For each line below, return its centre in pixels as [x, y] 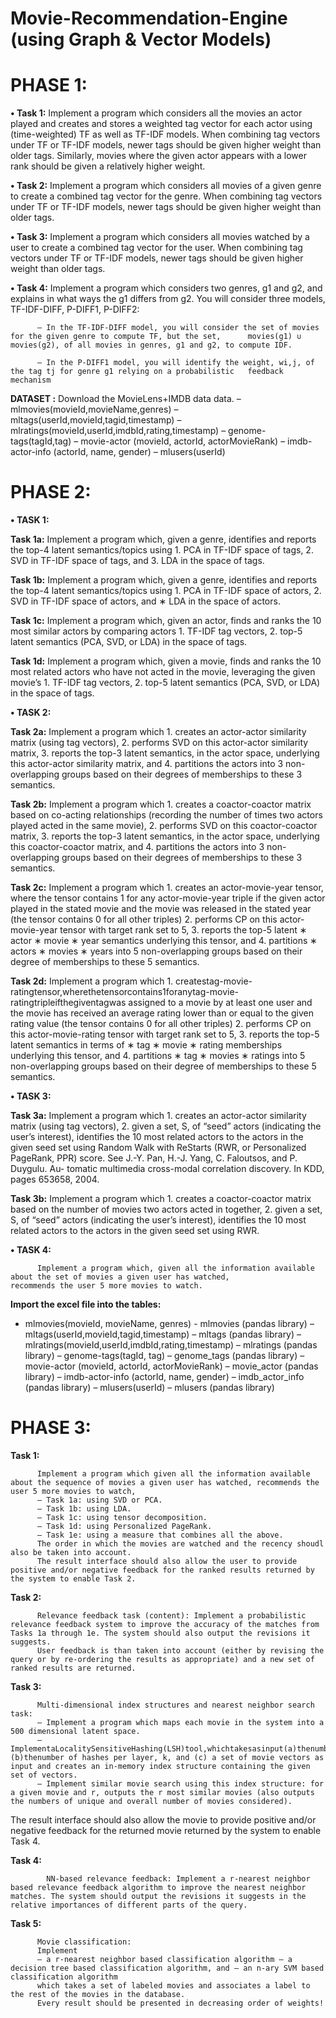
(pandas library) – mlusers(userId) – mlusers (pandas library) [149, 1388]
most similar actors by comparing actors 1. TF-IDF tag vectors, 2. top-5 [156, 631]
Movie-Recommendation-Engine [149, 18]
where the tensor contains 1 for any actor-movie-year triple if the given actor [168, 898]
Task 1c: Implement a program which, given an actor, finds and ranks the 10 [166, 621]
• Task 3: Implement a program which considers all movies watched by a [160, 237]
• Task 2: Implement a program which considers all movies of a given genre [166, 186]
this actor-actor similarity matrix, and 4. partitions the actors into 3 [147, 764]
